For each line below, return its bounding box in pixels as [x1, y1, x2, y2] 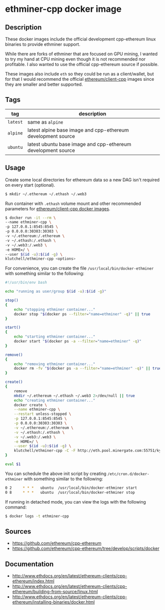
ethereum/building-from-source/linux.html [12, 589, 98, 595]
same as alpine [27, 118, 64, 125]
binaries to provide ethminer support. [5, 41, 81, 47]
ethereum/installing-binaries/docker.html [12, 599, 95, 605]
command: [5, 504, 27, 510]
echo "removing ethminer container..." [14, 361, 96, 367]
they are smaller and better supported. [5, 81, 83, 87]
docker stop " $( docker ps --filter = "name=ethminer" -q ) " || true [14, 311, 151, 316]
